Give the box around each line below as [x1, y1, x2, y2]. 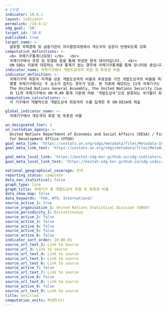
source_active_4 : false [5, 223, 55, 229]
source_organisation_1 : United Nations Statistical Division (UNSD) [5, 205, 150, 210]
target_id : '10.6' [5, 30, 43, 35]
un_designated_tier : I [5, 122, 52, 127]
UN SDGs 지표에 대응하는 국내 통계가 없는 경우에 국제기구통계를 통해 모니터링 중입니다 [9, 63, 163, 68]
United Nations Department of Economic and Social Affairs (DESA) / [9, 131, 155, 137]
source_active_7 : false [5, 265, 55, 270]
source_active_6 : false [5, 233, 55, 238]
